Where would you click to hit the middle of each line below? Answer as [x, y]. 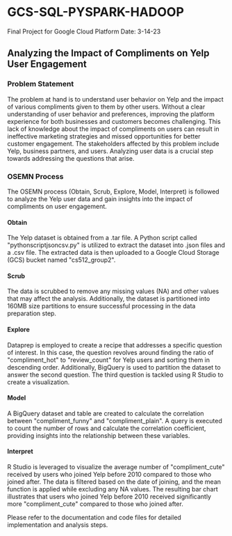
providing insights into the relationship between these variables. [99, 435]
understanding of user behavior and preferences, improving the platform [111, 114]
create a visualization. [39, 382]
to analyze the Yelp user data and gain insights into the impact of [100, 198]
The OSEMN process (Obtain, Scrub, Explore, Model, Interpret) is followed [114, 191]
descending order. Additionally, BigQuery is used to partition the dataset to [114, 367]
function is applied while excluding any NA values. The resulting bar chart [113, 489]
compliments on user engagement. [57, 206]
